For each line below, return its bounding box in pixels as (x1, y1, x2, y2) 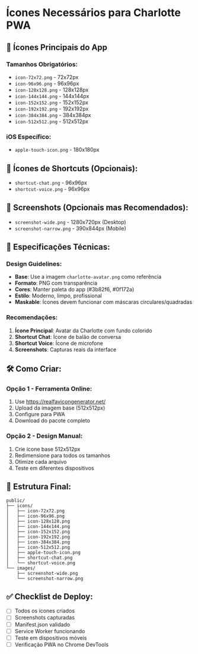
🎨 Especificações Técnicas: (6, 242, 111, 252)
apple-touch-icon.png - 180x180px (14, 146, 100, 153)
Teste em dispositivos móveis (14, 634, 87, 642)
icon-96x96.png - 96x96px (14, 80, 79, 87)
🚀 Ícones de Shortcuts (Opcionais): (6, 164, 138, 174)
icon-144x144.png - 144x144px (14, 92, 90, 99)
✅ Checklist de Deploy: (6, 592, 93, 602)
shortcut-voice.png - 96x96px (14, 185, 90, 193)
